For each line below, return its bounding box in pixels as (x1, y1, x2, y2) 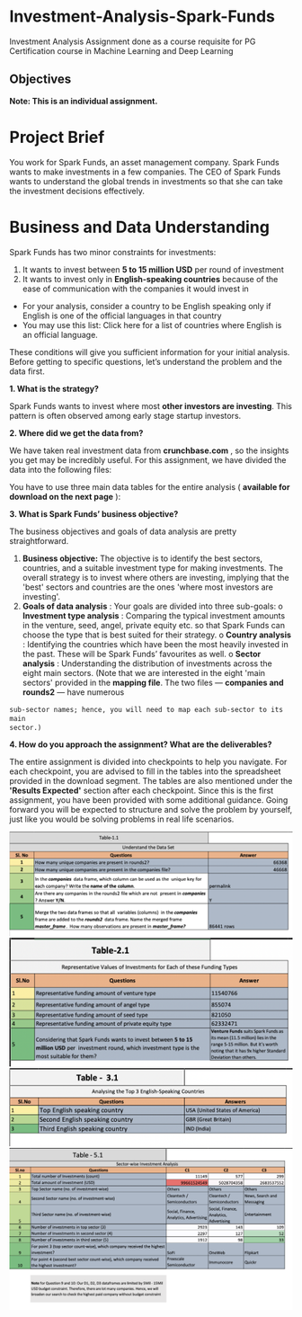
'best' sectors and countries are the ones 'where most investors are (22, 582, 274, 592)
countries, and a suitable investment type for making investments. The (22, 562, 284, 573)
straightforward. (9, 535, 69, 546)
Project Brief (9, 127, 105, 147)
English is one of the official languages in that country (22, 310, 222, 321)
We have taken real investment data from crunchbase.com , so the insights (9, 445, 289, 456)
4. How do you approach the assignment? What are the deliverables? (9, 739, 272, 750)
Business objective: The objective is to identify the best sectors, (22, 553, 263, 564)
